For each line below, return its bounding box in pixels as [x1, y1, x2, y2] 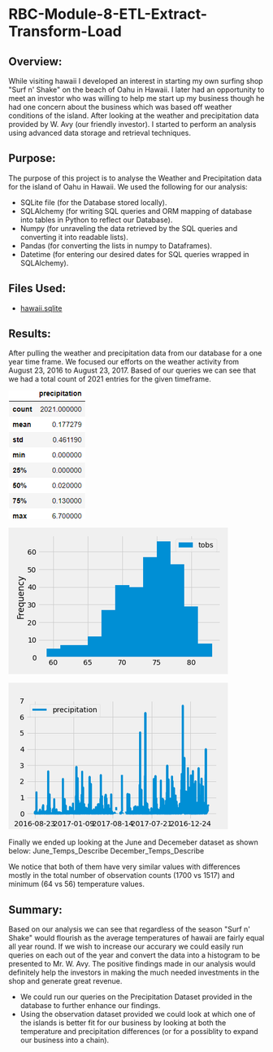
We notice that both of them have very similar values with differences [8, 862, 241, 871]
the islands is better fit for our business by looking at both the [19, 1018, 227, 1028]
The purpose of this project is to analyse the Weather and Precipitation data [8, 172, 262, 183]
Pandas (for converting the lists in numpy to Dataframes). [19, 241, 213, 251]
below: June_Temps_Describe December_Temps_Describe [8, 846, 205, 856]
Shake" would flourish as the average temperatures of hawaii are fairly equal [8, 933, 265, 943]
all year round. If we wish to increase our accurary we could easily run [8, 941, 244, 952]
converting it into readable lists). [19, 232, 128, 242]
